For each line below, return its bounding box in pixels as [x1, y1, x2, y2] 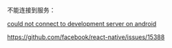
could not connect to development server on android [7, 20, 157, 27]
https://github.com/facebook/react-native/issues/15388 [7, 33, 165, 41]
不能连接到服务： [7, 6, 56, 14]
